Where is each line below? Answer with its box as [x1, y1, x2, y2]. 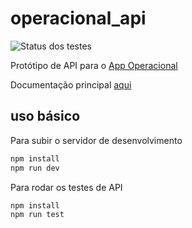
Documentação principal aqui [10, 78, 132, 91]
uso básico [10, 108, 81, 125]
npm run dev [10, 163, 60, 173]
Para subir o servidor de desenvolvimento [10, 134, 183, 146]
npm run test [10, 210, 65, 220]
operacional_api [10, 7, 147, 30]
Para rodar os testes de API [10, 181, 123, 193]
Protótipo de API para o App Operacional [10, 59, 178, 71]
